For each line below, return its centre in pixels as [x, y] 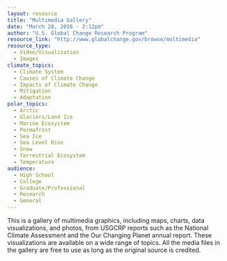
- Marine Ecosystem [42, 123]
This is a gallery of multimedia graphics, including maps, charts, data [106, 220]
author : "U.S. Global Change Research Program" [78, 33]
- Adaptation [32, 98]
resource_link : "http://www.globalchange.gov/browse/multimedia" [104, 40]
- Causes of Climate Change [54, 78]
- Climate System [39, 71]
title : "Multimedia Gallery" [49, 20]
